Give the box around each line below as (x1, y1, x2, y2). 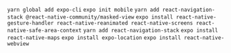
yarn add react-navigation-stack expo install (82, 27, 219, 34)
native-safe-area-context (7, 27, 82, 34)
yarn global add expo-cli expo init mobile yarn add (7, 6, 160, 13)
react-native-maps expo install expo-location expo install (7, 34, 181, 41)
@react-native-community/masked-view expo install (25, 14, 174, 21)
